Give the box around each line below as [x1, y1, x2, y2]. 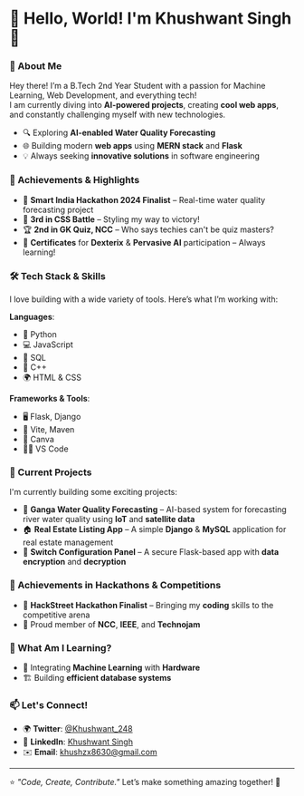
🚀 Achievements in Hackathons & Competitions [9, 579, 222, 592]
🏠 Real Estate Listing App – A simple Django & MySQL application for [22, 524, 287, 535]
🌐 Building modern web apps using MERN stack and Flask [22, 141, 242, 151]
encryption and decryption [22, 557, 127, 568]
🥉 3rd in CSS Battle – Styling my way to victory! [22, 213, 201, 225]
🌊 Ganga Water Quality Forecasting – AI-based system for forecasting [22, 504, 287, 515]
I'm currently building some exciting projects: [9, 487, 178, 498]
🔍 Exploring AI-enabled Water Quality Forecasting [22, 127, 216, 139]
